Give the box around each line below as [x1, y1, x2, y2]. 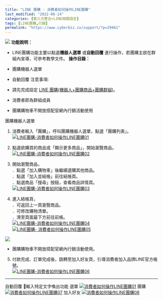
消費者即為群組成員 [12, 97, 51, 103]
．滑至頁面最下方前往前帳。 [12, 214, 68, 220]
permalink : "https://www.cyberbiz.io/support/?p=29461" [5, 25, 120, 30]
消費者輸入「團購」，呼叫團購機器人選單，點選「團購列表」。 [12, 128, 131, 134]
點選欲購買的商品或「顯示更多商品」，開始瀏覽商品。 [12, 145, 116, 151]
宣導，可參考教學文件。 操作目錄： [20, 56, 90, 61]
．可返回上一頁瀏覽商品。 [12, 202, 64, 208]
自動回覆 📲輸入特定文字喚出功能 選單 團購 [5, 283, 147, 289]
